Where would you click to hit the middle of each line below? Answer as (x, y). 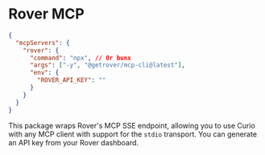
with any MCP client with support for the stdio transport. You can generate (133, 134)
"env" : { (44, 73)
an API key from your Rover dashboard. (74, 142)
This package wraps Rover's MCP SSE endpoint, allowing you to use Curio (132, 125)
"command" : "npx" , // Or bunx (80, 58)
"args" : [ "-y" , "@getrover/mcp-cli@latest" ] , (107, 65)
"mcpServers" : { (43, 43)
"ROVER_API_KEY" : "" (72, 80)
